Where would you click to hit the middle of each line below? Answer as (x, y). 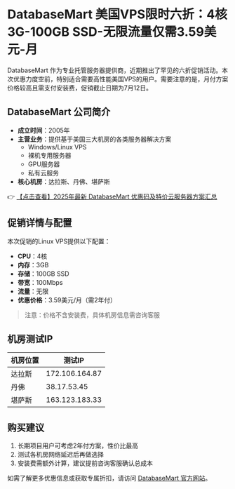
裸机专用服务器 (49, 155)
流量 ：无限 (33, 291)
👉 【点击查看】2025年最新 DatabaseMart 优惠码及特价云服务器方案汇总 (112, 196)
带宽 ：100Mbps (40, 282)
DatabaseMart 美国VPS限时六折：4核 (117, 14)
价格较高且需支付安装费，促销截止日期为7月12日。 (80, 88)
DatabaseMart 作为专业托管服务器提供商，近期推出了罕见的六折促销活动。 (115, 70)
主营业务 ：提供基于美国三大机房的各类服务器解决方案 (94, 139)
